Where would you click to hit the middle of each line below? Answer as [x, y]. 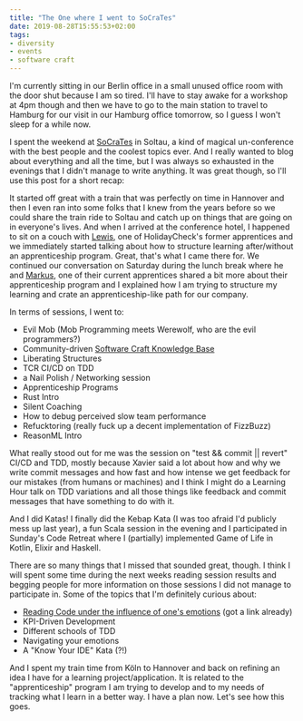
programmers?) [52, 339]
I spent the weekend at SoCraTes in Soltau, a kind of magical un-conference [152, 142]
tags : [20, 34]
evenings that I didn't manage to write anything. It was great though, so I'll [148, 171]
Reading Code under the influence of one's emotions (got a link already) [157, 612]
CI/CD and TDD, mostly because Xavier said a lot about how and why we [145, 463]
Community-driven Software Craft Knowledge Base [118, 349]
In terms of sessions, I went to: [67, 312]
